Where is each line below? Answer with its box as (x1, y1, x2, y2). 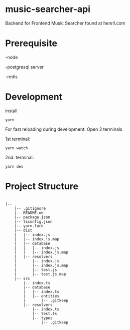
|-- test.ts (32, 311, 57, 316)
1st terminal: (5, 136, 30, 142)
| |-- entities (23, 293, 59, 298)
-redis (5, 74, 18, 80)
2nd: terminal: (5, 154, 34, 160)
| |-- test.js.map (14, 271, 66, 276)
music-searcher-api (5, 4, 90, 15)
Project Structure (5, 181, 79, 192)
